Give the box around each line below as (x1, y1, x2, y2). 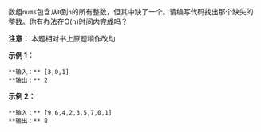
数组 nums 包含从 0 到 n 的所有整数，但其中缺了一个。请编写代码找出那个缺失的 (8, 7, 254, 16)
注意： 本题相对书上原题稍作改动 (8, 34, 116, 43)
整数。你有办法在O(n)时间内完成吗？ (8, 17, 129, 26)
